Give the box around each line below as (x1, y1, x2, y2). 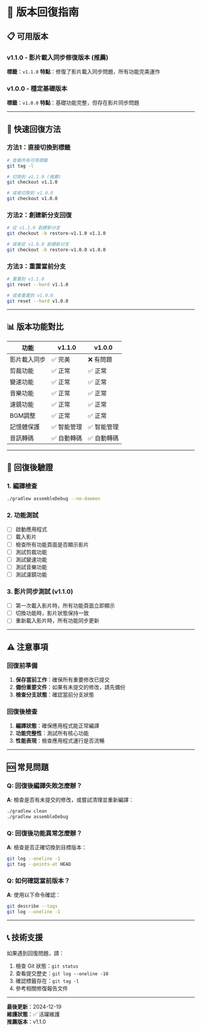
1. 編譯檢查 (7, 481, 38, 490)
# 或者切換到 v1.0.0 (7, 190, 53, 196)
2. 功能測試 (7, 511, 39, 519)
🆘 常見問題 (7, 762, 50, 772)
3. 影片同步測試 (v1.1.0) (7, 587, 73, 596)
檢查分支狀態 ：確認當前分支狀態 (15, 691, 94, 698)
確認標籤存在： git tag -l (15, 977, 79, 984)
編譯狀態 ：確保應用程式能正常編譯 (15, 722, 100, 729)
